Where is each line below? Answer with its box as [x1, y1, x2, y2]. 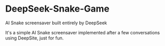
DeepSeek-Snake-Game [5, 3, 110, 15]
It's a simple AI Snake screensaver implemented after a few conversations [5, 29, 160, 35]
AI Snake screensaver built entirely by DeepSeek [5, 20, 108, 26]
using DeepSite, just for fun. [5, 35, 64, 41]
